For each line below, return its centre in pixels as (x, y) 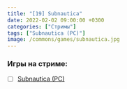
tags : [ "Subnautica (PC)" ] (46, 33)
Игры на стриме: (37, 64)
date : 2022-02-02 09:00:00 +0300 (56, 20)
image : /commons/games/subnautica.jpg (63, 40)
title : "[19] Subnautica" (45, 14)
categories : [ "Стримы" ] (42, 26)
